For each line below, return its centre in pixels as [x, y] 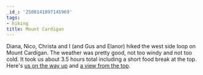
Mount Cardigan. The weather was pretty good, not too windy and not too [99, 53]
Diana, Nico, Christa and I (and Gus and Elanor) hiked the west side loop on [101, 46]
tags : [13, 18]
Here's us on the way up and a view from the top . [68, 66]
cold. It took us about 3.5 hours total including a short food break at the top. [102, 59]
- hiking [17, 23]
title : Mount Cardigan [35, 29]
